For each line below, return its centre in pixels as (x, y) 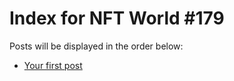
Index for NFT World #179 (117, 18)
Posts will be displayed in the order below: (96, 46)
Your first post (53, 65)
